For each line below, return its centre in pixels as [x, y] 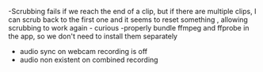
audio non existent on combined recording [89, 59]
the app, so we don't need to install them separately [93, 36]
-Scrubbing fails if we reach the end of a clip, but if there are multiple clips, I [132, 11]
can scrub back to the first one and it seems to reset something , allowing [128, 20]
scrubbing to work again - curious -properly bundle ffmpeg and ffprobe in [129, 28]
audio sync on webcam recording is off [84, 51]
